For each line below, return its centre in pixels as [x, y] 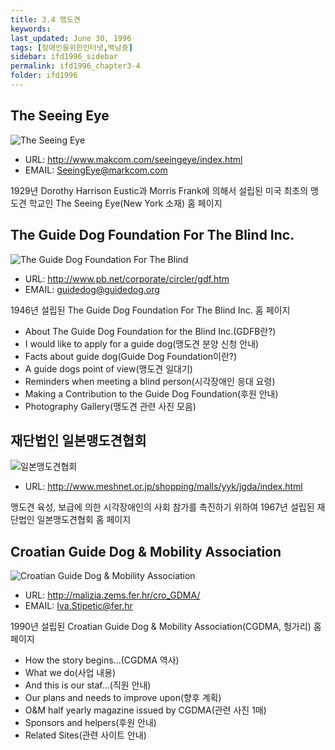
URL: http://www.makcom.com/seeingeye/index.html [133, 159]
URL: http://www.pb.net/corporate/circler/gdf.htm [127, 278]
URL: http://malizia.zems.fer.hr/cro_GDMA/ [112, 595]
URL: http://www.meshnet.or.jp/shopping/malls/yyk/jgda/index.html [163, 487]
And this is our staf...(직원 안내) [88, 685]
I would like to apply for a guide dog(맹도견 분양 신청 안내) [142, 343]
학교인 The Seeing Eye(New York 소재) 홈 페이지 [125, 203]
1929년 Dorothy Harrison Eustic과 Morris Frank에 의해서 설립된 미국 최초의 [159, 190]
